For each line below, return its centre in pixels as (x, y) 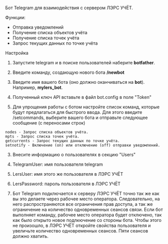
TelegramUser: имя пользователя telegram (58, 164)
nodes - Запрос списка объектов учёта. (47, 132)
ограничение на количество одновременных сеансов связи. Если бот (88, 209)
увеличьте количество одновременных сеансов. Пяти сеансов (80, 231)
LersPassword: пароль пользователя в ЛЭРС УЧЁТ (66, 184)
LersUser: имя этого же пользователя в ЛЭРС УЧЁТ (68, 174)
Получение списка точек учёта (46, 38)
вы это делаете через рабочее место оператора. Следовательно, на (86, 199)
